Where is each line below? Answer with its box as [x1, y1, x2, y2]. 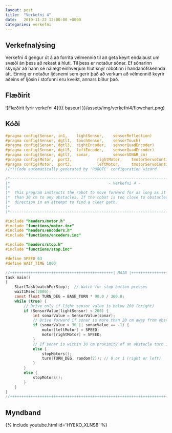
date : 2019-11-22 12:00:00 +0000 [5, 17, 81, 22]
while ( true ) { [14, 299, 47, 304]
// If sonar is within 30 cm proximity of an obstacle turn [32, 342, 164, 347]
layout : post [5, 7, 33, 13]
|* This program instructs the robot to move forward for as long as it [5, 190, 166, 195]
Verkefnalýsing [5, 41, 55, 49]
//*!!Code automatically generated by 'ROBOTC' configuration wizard [5, 166, 157, 172]
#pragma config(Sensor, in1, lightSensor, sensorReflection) [5, 133, 153, 139]
